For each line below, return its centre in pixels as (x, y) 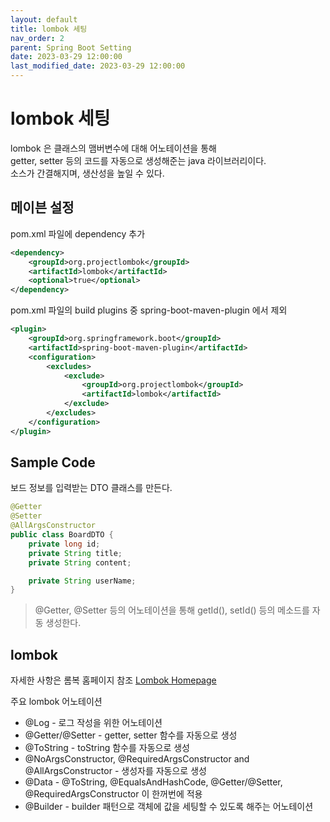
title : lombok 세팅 (49, 29)
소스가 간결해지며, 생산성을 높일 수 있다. (87, 173)
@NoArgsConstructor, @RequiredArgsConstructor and (137, 759)
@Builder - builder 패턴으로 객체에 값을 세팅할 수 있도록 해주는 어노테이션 (169, 807)
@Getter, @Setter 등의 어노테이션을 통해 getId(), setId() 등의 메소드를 (172, 610)
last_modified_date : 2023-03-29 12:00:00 (98, 66)
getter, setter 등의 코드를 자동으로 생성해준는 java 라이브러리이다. (138, 160)
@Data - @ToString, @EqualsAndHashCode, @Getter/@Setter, (153, 782)
